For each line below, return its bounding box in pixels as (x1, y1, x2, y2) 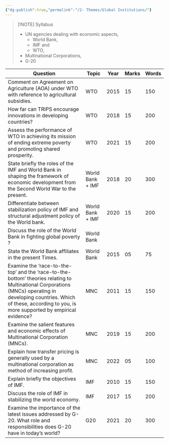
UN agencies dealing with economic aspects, (25, 31, 119, 37)
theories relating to (27, 275, 72, 282)
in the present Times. (8, 254, 58, 261)
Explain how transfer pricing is (8, 348, 79, 355)
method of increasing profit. (8, 367, 74, 374)
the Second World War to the (8, 185, 76, 192)
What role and (17, 417, 50, 424)
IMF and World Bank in (8, 166, 61, 173)
